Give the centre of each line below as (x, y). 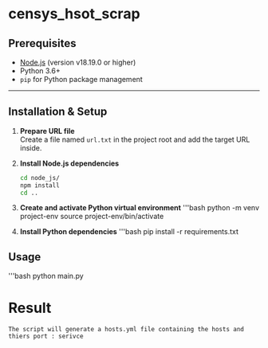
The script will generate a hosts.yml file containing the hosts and (126, 330)
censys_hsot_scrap (75, 14)
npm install (39, 185)
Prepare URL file (47, 131)
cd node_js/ (39, 178)
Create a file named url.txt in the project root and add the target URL (135, 139)
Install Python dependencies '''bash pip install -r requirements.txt (129, 232)
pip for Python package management (81, 79)
